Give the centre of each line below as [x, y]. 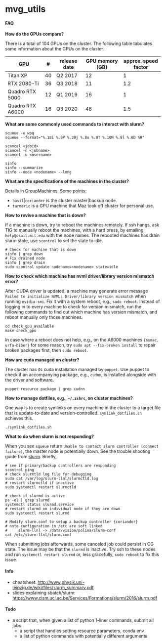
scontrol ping [20, 470]
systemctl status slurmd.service [40, 505]
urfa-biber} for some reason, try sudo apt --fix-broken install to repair [81, 345]
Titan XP [18, 76]
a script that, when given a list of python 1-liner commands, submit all [83, 620]
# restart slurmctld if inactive [40, 483]
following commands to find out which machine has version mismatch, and [81, 312]
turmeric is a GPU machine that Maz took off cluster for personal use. [83, 206]
